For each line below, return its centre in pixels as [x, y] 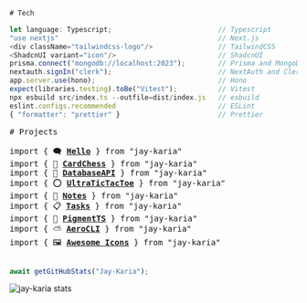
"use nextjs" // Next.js [134, 38]
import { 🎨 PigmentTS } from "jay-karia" [104, 218]
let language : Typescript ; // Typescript [141, 29]
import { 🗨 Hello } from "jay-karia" [96, 151]
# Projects [34, 131]
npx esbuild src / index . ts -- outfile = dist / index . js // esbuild [134, 97]
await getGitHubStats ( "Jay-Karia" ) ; [79, 271]
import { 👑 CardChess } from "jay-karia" [104, 163]
